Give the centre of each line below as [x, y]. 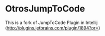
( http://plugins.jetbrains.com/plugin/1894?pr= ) [53, 27]
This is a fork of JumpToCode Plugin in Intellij [52, 22]
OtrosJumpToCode [45, 9]
